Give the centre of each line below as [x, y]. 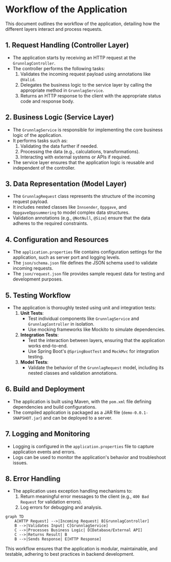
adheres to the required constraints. [50, 224]
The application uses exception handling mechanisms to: [72, 491]
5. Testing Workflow [38, 295]
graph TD [15, 517]
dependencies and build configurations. [55, 407]
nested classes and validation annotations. [73, 373]
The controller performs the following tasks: [59, 68]
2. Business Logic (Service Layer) [60, 117]
